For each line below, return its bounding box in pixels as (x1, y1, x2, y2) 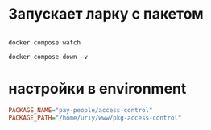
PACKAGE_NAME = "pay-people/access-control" (8, 106, 153, 114)
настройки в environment (8, 80, 187, 98)
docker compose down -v (8, 52, 89, 61)
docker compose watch (8, 38, 81, 47)
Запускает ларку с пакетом (8, 5, 204, 23)
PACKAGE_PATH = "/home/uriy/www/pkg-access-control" (8, 114, 182, 122)
